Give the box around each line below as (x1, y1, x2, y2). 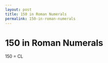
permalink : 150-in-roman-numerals (5, 16, 76, 21)
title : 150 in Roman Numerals (5, 12, 67, 17)
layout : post (5, 7, 32, 12)
